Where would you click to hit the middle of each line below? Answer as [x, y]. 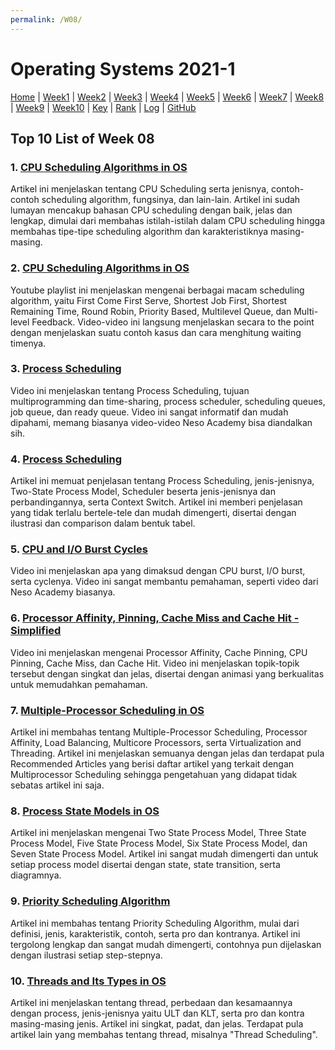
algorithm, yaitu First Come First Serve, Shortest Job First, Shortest [149, 300]
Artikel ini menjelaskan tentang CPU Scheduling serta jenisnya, [140, 189]
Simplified [36, 631]
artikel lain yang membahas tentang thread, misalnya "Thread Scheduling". [164, 1034]
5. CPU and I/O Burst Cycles [79, 549]
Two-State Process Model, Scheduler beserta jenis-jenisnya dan [143, 492]
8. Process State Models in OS [85, 811]
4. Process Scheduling [66, 459]
